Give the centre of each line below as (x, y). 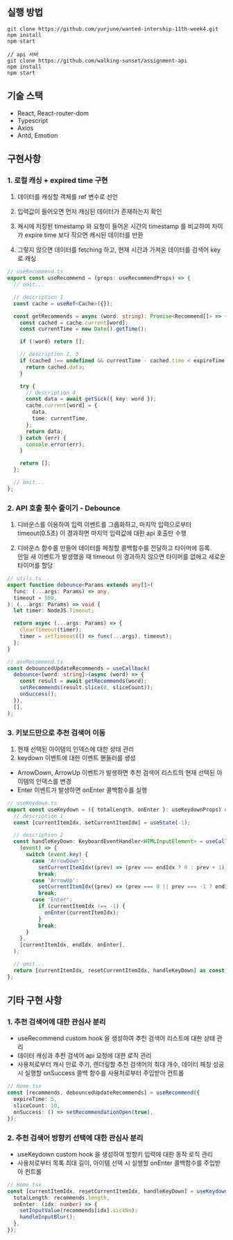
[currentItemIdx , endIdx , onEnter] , (73, 945)
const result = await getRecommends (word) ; (84, 681)
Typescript (33, 120)
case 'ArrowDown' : (59, 861)
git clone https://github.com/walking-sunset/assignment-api (97, 61)
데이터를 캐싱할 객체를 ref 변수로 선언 (68, 197)
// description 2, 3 (49, 354)
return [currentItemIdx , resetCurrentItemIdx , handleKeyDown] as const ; (121, 970)
